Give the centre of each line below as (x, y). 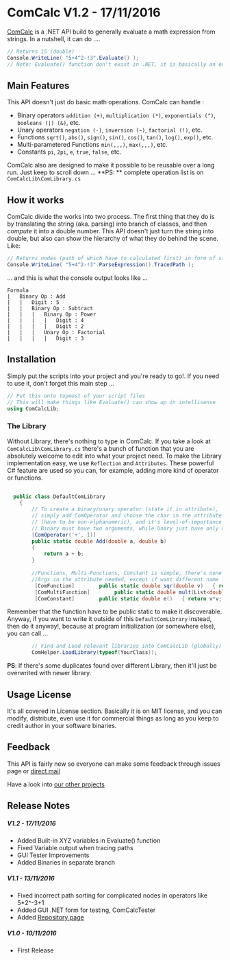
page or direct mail (34, 771)
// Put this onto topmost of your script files (76, 396)
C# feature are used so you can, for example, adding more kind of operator (113, 470)
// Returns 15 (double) (41, 51)
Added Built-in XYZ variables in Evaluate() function (89, 841)
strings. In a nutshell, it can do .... (54, 38)
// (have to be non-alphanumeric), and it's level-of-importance (127, 522)
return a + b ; (64, 554)
